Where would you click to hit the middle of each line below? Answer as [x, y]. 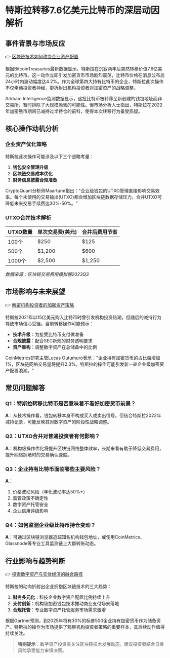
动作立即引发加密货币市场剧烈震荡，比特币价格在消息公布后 [102, 75]
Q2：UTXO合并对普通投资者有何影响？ [53, 436]
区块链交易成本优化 [33, 173]
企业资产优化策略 [26, 144]
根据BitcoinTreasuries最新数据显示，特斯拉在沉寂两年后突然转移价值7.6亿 [82, 69]
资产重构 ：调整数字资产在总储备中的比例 [55, 347]
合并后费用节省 [100, 232]
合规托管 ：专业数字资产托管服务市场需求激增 [59, 610]
